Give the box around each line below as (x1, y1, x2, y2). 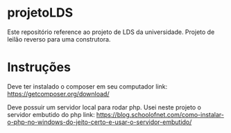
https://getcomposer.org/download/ (7, 89, 110, 98)
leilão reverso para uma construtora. (7, 35, 111, 43)
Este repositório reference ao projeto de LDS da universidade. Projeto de (7, 28, 215, 36)
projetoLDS (7, 5, 74, 21)
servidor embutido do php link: (7, 110, 95, 118)
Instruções (7, 60, 71, 76)
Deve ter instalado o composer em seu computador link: (7, 82, 168, 91)
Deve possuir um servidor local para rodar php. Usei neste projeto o (7, 103, 201, 112)
